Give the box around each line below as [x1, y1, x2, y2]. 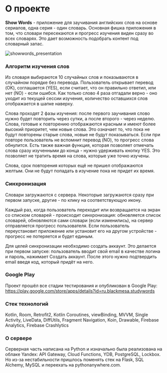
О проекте [5, 3, 50, 14]
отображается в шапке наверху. [5, 101, 74, 107]
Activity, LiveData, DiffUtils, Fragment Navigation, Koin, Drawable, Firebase [5, 317, 159, 323]
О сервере [5, 335, 32, 342]
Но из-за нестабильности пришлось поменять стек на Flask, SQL [5, 357, 144, 363]
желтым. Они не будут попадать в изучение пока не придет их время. [5, 168, 155, 174]
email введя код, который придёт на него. [5, 259, 94, 265]
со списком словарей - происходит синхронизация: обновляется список [5, 212, 161, 218]
